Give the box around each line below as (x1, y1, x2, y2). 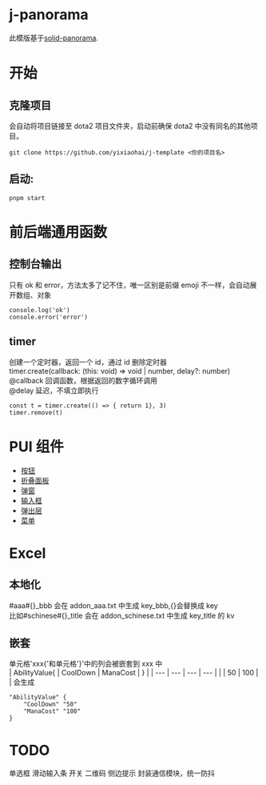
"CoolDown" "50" (23, 700, 78, 709)
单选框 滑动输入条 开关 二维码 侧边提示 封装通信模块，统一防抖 (9, 768, 215, 778)
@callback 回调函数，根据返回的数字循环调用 (9, 375, 158, 385)
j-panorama (9, 6, 89, 24)
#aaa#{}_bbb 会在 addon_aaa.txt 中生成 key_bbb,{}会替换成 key (9, 600, 218, 610)
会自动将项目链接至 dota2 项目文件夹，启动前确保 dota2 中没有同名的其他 (9, 121, 251, 130)
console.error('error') (9, 313, 89, 321)
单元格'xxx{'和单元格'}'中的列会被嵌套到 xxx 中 (9, 659, 163, 669)
